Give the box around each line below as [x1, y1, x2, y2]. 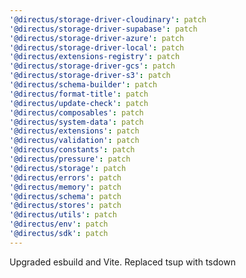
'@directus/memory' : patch [9, 182, 122, 192]
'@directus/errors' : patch [9, 172, 122, 183]
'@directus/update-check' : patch [9, 98, 149, 108]
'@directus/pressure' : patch [9, 154, 131, 164]
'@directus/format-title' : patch [9, 89, 149, 99]
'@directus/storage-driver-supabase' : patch [9, 24, 198, 34]
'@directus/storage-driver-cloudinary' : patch [9, 14, 207, 25]
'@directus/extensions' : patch [9, 126, 140, 136]
